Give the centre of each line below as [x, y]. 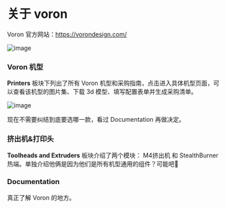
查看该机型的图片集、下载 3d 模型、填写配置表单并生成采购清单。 [105, 92]
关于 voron [38, 14]
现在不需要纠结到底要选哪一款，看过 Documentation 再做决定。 [96, 120]
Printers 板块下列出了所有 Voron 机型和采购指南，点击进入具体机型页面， [110, 83]
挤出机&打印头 [31, 139]
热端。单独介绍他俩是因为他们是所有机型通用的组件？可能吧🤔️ [93, 164]
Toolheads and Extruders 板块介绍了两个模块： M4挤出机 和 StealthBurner [113, 155]
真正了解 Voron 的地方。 [41, 197]
